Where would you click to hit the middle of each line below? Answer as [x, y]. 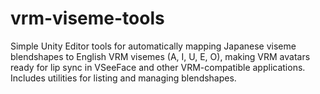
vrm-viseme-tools [87, 18]
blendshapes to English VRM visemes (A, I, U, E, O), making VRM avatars [160, 56]
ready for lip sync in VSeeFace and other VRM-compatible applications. [158, 67]
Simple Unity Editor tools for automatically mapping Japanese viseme [153, 46]
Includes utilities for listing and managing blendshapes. [123, 78]
